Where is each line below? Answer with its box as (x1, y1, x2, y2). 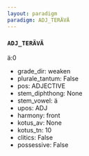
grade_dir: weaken (17, 67, 71, 75)
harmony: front (17, 111, 60, 119)
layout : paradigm (7, 10, 58, 17)
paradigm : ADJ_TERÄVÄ (7, 17, 70, 24)
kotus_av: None (17, 119, 63, 127)
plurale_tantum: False (17, 74, 79, 83)
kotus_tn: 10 (17, 125, 52, 134)
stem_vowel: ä (17, 96, 58, 105)
